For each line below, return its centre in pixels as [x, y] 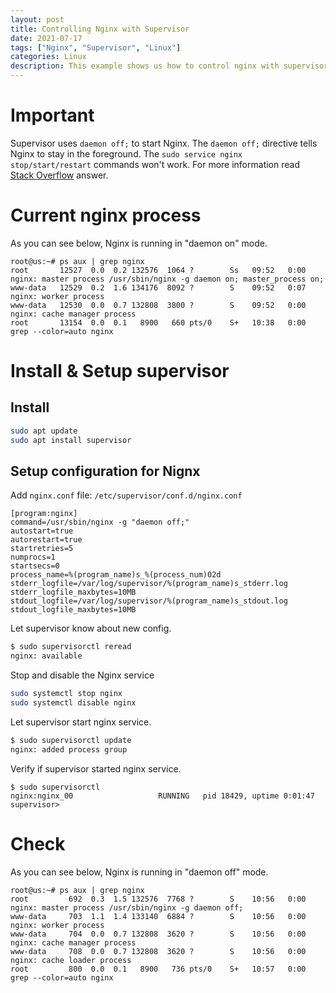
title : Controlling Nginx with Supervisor [100, 29]
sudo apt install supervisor [71, 440]
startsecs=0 [35, 566]
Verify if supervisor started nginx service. [96, 768]
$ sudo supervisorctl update [71, 740]
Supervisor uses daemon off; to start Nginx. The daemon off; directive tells [164, 143]
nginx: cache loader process [71, 960]
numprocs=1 [33, 557]
